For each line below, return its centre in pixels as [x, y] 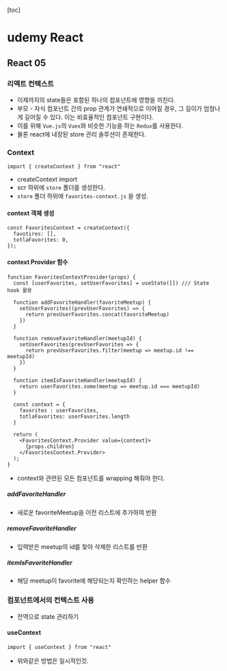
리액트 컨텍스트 [31, 84]
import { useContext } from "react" [59, 647]
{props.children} [50, 446]
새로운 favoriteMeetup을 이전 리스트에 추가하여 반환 [87, 512]
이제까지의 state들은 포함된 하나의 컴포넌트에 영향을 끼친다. [96, 99]
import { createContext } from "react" [64, 167]
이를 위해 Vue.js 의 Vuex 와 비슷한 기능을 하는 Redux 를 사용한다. [100, 126]
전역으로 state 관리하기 [48, 616]
